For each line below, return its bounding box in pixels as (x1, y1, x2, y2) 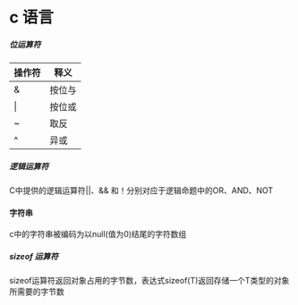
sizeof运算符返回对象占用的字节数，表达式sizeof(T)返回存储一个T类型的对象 (9, 275, 290, 286)
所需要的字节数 (9, 286, 64, 297)
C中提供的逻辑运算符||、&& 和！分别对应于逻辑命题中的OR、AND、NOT (9, 185, 274, 196)
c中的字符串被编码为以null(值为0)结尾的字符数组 (9, 229, 187, 240)
